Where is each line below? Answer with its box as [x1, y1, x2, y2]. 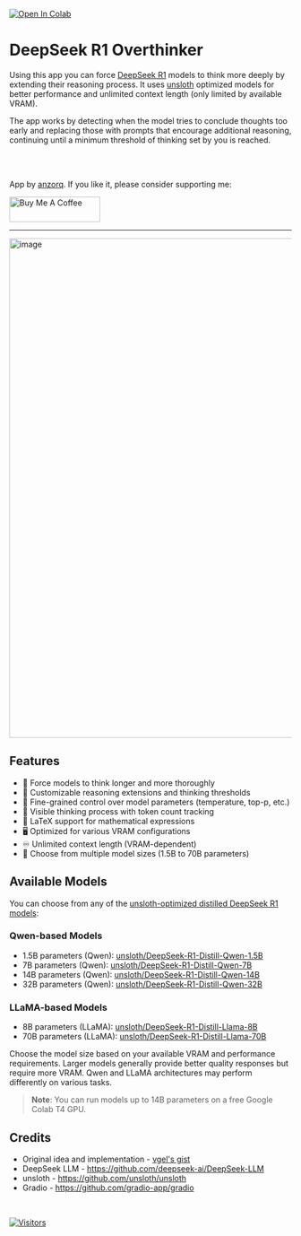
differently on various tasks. [9, 1077, 112, 1088]
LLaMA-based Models [9, 1001, 107, 1014]
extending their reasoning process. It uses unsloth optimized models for [9, 79, 275, 90]
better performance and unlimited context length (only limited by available [9, 88, 282, 99]
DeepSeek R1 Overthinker [9, 40, 203, 60]
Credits [9, 1130, 52, 1145]
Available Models [9, 875, 107, 890]
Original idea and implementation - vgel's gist [21, 1153, 191, 1164]
